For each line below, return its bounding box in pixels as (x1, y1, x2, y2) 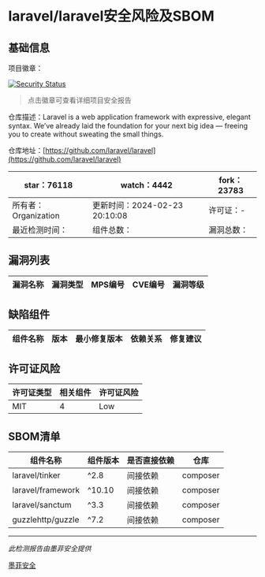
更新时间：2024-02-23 (91, 200, 184, 210)
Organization (12, 210, 61, 221)
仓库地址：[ (8, 146, 46, 154)
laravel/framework (12, 485, 80, 496)
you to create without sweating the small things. (8, 129, 164, 139)
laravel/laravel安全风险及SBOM (8, 7, 215, 25)
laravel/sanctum (12, 500, 73, 511)
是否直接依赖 (126, 455, 175, 466)
